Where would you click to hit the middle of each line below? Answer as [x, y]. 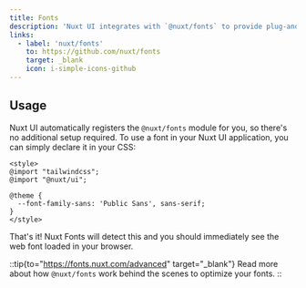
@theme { [26, 195]
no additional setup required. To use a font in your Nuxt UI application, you [149, 137]
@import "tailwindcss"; [55, 171]
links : [22, 35]
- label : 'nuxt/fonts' [61, 43]
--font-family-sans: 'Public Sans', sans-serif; [112, 203]
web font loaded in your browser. [71, 246]
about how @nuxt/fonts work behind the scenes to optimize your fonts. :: [146, 273]
